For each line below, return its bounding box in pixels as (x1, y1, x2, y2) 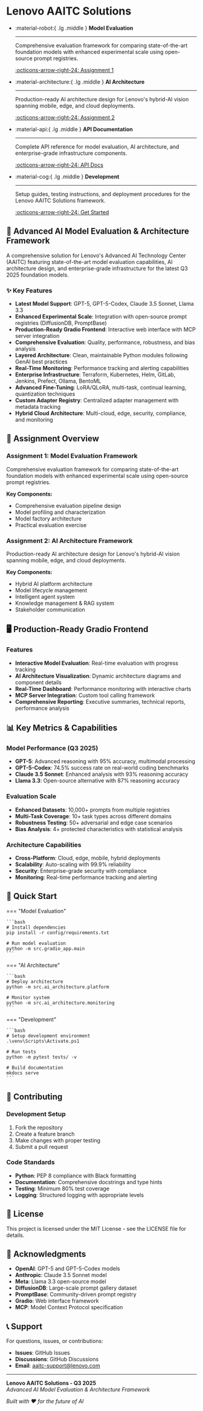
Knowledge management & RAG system (14, 599, 115, 607)
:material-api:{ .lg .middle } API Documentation (14, 126, 133, 133)
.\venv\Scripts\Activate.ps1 (6, 1038, 80, 1044)
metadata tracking (14, 403, 61, 411)
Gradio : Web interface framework (14, 1297, 99, 1305)
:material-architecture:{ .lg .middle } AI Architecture (14, 78, 145, 86)
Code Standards (6, 1158, 56, 1167)
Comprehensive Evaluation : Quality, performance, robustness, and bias (14, 338, 195, 346)
